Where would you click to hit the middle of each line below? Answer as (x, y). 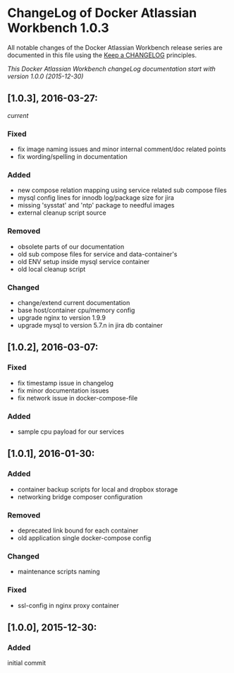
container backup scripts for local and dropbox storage (98, 489)
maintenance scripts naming (58, 572)
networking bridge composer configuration (80, 496)
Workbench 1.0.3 (58, 28)
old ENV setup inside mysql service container (84, 261)
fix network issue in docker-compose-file (78, 398)
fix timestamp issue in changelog (66, 383)
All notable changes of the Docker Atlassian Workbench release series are (115, 47)
